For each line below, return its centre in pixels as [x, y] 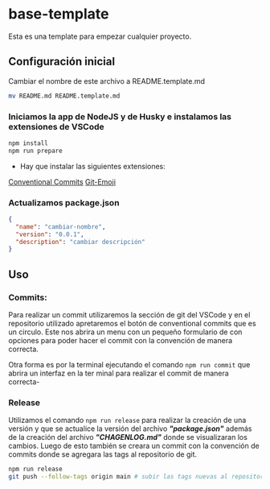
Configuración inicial [61, 62]
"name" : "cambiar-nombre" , [61, 226]
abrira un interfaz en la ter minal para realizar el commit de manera [119, 373]
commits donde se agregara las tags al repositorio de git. [103, 454]
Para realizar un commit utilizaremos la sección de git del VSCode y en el [129, 315]
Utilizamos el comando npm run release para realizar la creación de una [127, 421]
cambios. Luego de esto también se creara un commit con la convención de [134, 446]
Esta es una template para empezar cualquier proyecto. [100, 36]
